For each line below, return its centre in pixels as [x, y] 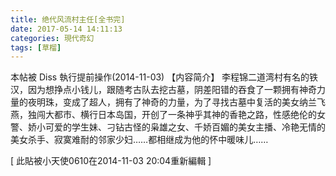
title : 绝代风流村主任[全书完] [68, 19]
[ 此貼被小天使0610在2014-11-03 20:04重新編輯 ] [111, 161]
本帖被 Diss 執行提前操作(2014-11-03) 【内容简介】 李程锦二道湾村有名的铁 [164, 77]
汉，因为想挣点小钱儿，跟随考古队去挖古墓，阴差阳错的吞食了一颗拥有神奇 [163, 90]
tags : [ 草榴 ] [36, 47]
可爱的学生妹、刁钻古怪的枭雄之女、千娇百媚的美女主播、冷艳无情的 [185, 127]
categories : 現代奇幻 [52, 38]
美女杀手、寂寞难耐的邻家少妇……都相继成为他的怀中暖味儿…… [139, 140]
